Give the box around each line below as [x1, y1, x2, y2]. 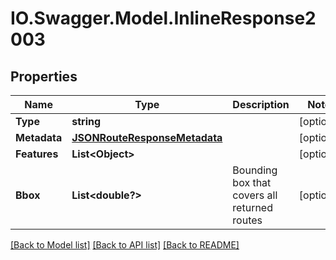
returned [232, 201, 273, 214]
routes [232, 213, 263, 227]
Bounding [232, 163, 278, 177]
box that [232, 176, 272, 189]
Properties [10, 68, 78, 85]
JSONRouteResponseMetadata [71, 131, 223, 144]
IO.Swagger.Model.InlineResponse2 [10, 7, 317, 30]
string [71, 115, 102, 128]
